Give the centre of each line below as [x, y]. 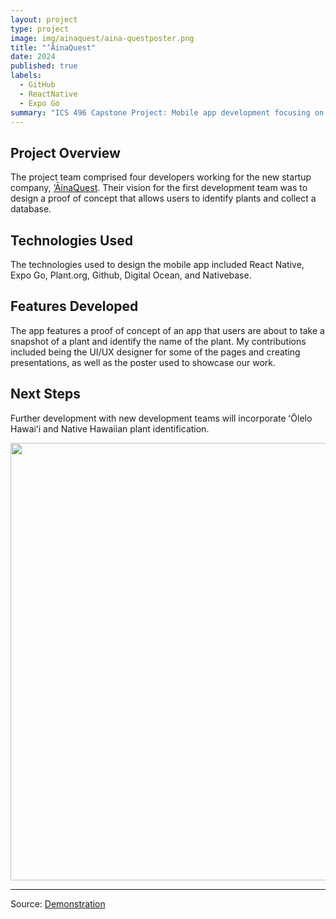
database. [31, 209]
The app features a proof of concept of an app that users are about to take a [167, 330]
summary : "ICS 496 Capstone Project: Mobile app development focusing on [167, 112]
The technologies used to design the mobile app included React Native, [157, 264]
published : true [44, 66]
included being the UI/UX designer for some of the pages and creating [155, 352]
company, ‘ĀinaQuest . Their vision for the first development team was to [159, 188]
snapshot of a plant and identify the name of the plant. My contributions [158, 341]
